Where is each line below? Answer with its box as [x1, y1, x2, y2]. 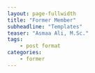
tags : [7, 36, 23, 43]
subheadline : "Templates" [7, 23, 82, 30]
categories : [7, 49, 42, 56]
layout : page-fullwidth [7, 10, 77, 17]
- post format [20, 42, 61, 49]
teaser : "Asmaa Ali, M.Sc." [7, 29, 89, 37]
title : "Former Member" [7, 17, 77, 24]
